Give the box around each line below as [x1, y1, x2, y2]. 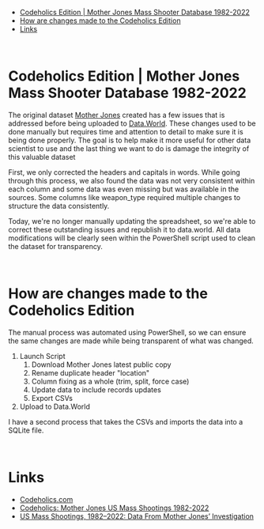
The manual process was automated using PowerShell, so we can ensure [8, 327, 247, 337]
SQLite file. [8, 425, 44, 435]
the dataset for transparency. [8, 241, 103, 251]
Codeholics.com [19, 494, 74, 504]
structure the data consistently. [8, 201, 110, 210]
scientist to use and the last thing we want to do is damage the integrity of [8, 143, 250, 153]
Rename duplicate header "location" [31, 368, 150, 377]
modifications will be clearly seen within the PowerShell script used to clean [8, 233, 255, 243]
